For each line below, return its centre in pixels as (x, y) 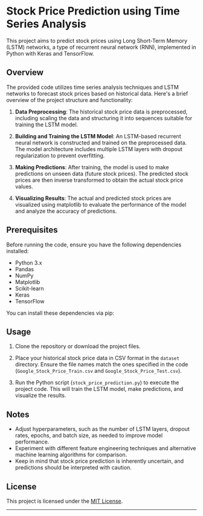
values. (24, 186)
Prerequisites (32, 230)
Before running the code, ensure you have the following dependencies (94, 244)
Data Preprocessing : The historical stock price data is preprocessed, (101, 111)
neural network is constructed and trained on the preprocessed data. (101, 143)
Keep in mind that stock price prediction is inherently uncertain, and (99, 461)
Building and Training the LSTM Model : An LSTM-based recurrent (98, 136)
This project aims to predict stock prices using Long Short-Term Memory (97, 40)
